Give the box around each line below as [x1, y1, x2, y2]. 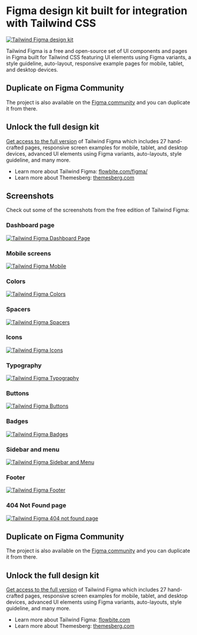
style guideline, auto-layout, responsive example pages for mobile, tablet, [6, 60, 184, 67]
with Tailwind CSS [6, 16, 96, 30]
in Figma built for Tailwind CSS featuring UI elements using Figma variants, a [6, 53, 192, 61]
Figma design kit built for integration [6, 4, 188, 18]
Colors [6, 277, 26, 285]
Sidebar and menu [6, 445, 60, 453]
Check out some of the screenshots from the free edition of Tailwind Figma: [6, 207, 190, 214]
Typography [6, 361, 42, 369]
